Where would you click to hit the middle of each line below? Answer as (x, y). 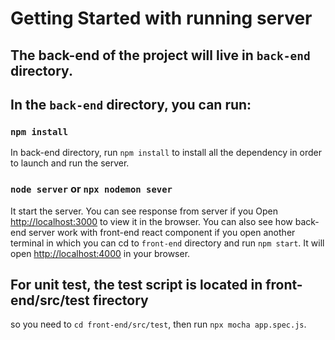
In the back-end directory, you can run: (131, 104)
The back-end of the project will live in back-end (160, 55)
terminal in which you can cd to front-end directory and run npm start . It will (167, 243)
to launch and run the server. (70, 163)
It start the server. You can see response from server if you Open (144, 211)
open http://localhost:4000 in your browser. (100, 253)
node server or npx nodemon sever (91, 189)
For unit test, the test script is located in (136, 284)
